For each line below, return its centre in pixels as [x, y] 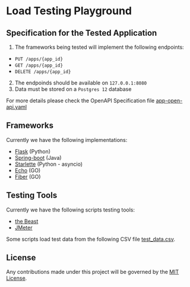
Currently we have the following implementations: [67, 140]
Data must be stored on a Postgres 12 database [73, 89]
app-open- [169, 100]
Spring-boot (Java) [38, 157]
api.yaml [17, 107]
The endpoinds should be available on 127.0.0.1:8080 [81, 83]
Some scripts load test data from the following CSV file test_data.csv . [91, 239]
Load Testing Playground [69, 11]
